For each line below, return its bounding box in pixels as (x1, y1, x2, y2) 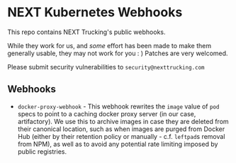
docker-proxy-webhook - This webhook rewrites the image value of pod (17, 102, 220, 111)
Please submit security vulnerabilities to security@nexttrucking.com (7, 62, 205, 71)
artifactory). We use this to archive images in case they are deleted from (17, 117, 229, 125)
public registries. (17, 147, 67, 156)
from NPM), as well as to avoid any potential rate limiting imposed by (17, 140, 218, 148)
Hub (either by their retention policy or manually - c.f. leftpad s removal (17, 132, 225, 140)
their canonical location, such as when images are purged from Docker (17, 125, 225, 133)
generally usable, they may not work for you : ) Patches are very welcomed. (7, 49, 228, 57)
